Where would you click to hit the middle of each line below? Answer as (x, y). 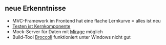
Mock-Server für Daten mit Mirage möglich (57, 31)
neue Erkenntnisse (35, 8)
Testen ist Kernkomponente (41, 26)
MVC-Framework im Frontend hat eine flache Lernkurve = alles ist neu (86, 20)
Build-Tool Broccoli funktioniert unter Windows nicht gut (71, 37)
